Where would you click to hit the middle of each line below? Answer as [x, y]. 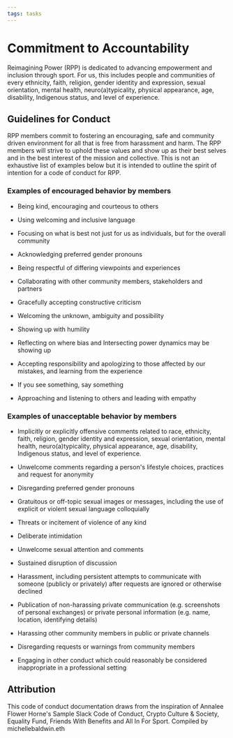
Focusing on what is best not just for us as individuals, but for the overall [121, 233]
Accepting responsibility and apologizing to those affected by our [111, 363]
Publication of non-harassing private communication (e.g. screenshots [119, 605]
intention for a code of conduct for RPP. [64, 173]
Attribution [31, 690]
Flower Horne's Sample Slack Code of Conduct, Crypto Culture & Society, [113, 714]
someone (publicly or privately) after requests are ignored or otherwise [119, 584]
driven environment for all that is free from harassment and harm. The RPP [114, 143]
